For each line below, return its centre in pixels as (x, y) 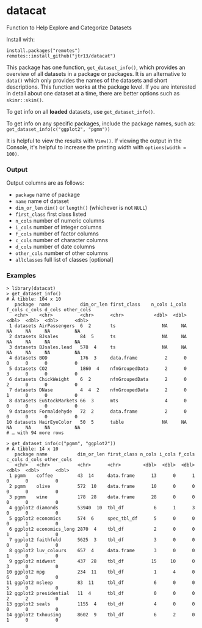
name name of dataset (42, 201)
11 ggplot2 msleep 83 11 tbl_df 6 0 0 (101, 582)
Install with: (21, 39)
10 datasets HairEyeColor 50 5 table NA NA (97, 422)
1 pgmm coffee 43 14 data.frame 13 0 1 (102, 475)
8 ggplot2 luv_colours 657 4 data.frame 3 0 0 (102, 550)
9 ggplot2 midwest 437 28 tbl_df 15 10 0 (102, 561)
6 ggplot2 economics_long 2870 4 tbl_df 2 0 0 (102, 529)
